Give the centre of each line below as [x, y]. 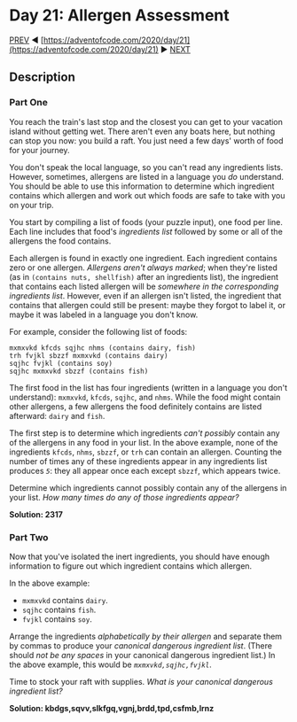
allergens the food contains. [60, 241]
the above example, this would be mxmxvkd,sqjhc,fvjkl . [111, 664]
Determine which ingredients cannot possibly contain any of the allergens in [148, 487]
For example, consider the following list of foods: [98, 331]
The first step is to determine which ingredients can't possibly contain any [145, 433]
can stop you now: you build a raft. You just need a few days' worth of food [146, 140]
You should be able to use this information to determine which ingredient [142, 186]
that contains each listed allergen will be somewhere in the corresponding [144, 286]
